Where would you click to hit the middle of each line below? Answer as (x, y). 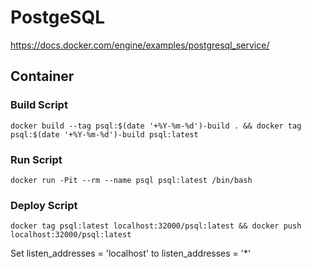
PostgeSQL (58, 17)
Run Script (36, 159)
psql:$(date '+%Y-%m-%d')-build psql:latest (104, 134)
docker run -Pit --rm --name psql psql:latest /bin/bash (131, 180)
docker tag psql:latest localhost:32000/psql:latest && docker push (156, 226)
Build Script (39, 105)
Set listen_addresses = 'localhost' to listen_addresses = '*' (131, 253)
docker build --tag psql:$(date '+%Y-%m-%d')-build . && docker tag (156, 126)
